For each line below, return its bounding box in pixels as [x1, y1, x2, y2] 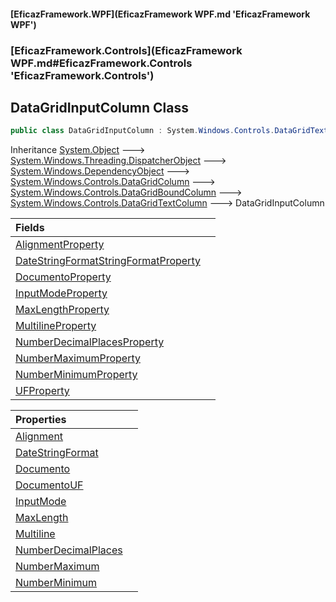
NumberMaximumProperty [15, 351, 141, 365]
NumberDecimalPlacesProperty [15, 335, 165, 349]
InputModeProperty [15, 286, 108, 300]
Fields [15, 221, 45, 235]
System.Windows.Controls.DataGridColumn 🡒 [10, 176, 216, 188]
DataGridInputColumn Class [10, 99, 189, 116]
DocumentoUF [15, 478, 84, 492]
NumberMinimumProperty [15, 368, 138, 382]
